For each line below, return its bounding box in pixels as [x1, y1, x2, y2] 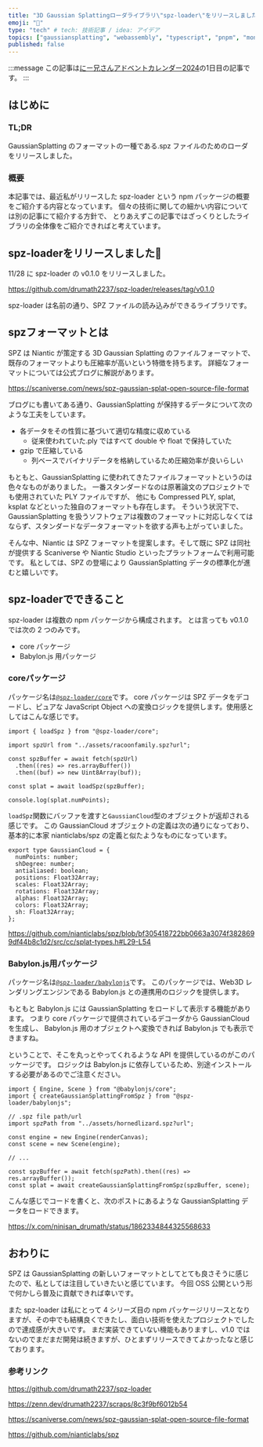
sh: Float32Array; [15, 908, 76, 915]
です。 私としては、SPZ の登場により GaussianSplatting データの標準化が [8, 557, 244, 567]
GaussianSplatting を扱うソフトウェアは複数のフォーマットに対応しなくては [8, 511, 254, 521]
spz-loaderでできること [8, 593, 125, 606]
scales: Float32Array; [15, 880, 89, 888]
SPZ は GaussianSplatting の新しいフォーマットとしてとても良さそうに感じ [8, 1269, 250, 1278]
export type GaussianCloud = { [8, 846, 110, 854]
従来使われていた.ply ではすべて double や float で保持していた [31, 436, 232, 445]
